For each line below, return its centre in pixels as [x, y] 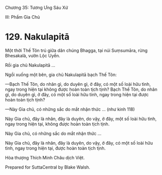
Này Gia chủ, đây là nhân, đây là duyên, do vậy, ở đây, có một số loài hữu [79, 143]
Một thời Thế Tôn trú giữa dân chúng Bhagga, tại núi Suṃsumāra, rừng [76, 50]
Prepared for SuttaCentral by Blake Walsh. [48, 167]
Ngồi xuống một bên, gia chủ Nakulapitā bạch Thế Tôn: [61, 75]
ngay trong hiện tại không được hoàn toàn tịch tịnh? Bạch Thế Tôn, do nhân [81, 89]
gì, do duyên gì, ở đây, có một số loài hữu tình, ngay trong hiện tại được [77, 94]
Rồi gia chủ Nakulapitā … [30, 65]
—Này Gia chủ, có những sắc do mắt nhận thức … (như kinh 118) [70, 109]
